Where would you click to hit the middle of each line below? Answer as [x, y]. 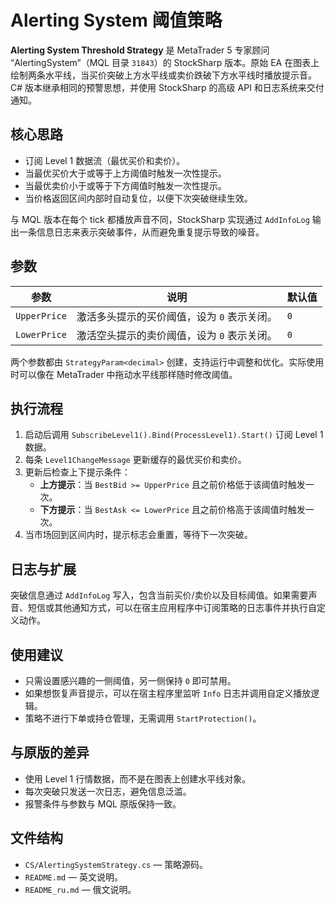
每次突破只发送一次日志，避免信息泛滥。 [108, 791]
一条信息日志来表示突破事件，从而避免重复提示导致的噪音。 [141, 232]
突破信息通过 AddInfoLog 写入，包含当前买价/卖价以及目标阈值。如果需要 [159, 595]
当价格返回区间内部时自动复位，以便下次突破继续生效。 [138, 198]
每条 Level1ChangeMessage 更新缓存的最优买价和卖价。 [135, 460]
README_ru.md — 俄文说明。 [80, 889]
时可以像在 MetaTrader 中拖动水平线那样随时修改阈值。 [124, 374]
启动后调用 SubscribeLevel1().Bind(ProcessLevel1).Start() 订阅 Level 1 [174, 435]
